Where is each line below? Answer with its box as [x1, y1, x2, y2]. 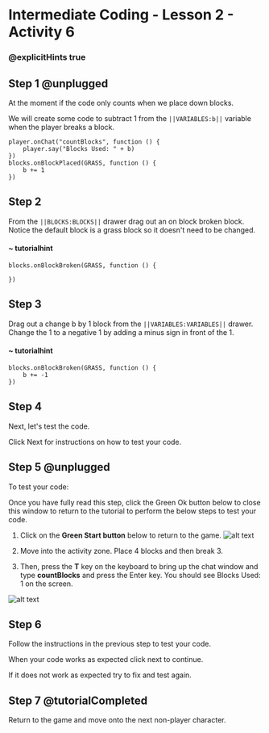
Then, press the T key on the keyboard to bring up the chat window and [19, 561, 259, 571]
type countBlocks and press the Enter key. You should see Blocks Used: [19, 570, 261, 580]
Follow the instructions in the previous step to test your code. [8, 639, 212, 649]
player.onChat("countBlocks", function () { [8, 137, 160, 146]
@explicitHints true [8, 52, 86, 63]
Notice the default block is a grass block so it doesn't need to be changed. [8, 224, 256, 235]
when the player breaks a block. [8, 122, 115, 132]
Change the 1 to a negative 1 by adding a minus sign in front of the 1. [8, 327, 235, 337]
